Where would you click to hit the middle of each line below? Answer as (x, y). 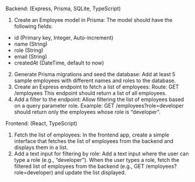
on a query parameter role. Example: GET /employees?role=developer (99, 105)
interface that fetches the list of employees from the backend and (94, 141)
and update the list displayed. (90, 173)
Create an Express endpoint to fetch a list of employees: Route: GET (96, 87)
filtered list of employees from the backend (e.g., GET (79, 166)
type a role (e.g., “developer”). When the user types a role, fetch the (97, 160)
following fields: (33, 26)
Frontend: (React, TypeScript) (42, 123)
